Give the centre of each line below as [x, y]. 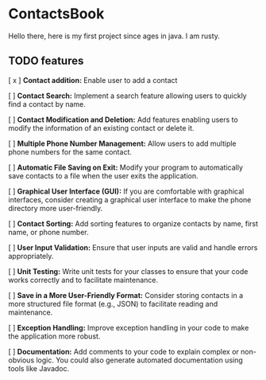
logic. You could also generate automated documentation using [139, 360]
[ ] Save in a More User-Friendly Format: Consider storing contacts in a [126, 295]
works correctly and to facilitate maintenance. [83, 280]
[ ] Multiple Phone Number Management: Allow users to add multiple [122, 143]
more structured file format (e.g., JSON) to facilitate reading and [113, 304]
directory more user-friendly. [56, 208]
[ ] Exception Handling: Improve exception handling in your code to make [129, 327]
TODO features [46, 61]
